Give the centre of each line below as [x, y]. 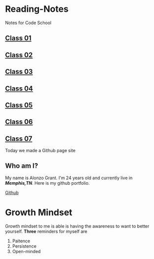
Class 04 [19, 88]
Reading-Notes [37, 9]
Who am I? [22, 166]
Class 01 [18, 38]
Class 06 [19, 122]
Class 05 [19, 105]
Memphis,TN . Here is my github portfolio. [47, 183]
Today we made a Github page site [40, 151]
